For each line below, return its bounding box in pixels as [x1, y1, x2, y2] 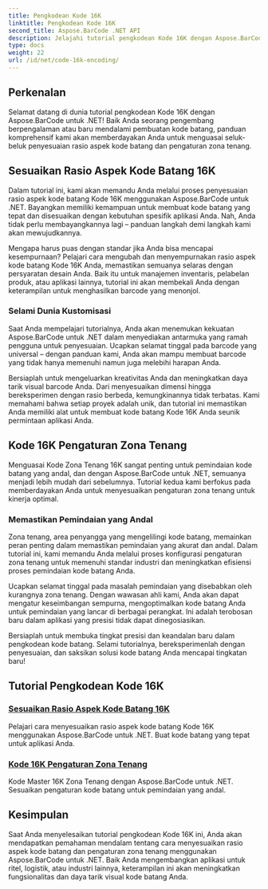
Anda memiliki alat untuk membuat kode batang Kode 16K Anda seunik [8, 407, 241, 416]
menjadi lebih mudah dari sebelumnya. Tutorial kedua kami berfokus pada [8, 477, 251, 486]
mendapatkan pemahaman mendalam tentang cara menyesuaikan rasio [8, 838, 243, 847]
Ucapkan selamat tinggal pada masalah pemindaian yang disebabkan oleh [8, 581, 253, 591]
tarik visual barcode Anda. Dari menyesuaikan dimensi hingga [8, 381, 211, 391]
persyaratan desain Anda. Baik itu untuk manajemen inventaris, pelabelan [8, 268, 250, 278]
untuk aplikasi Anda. [8, 738, 75, 748]
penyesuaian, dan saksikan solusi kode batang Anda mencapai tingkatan [8, 648, 247, 657]
